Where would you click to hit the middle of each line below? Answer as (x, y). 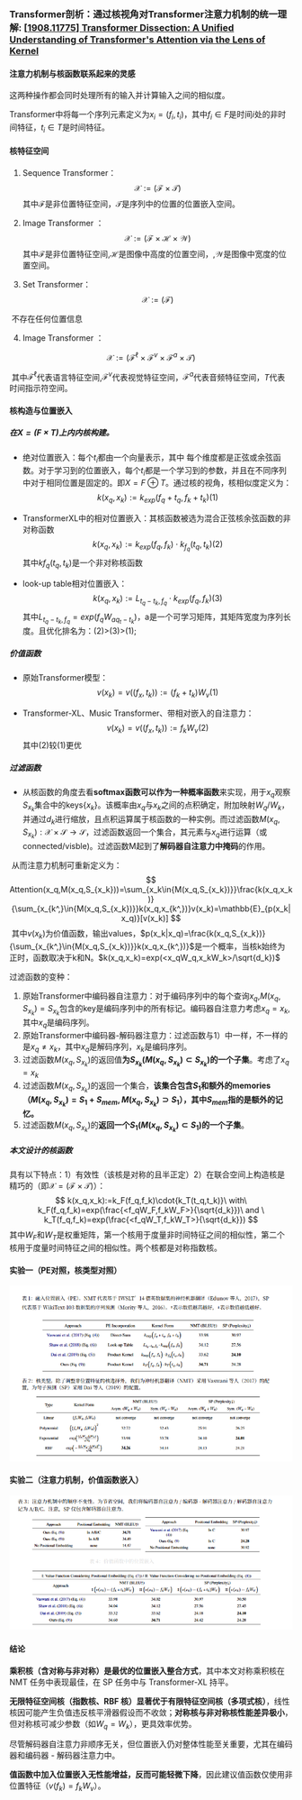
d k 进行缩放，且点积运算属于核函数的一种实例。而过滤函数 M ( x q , (163, 820)
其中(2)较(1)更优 (52, 745)
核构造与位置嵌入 (41, 410)
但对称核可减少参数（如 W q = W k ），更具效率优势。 (103, 1725)
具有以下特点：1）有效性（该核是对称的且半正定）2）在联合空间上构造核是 (147, 1174)
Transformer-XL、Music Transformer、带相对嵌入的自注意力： (138, 713)
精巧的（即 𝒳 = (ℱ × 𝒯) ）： (58, 1186)
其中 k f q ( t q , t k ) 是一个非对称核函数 (83, 564)
